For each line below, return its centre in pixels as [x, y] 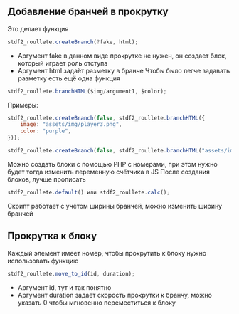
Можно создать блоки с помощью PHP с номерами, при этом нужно [113, 164]
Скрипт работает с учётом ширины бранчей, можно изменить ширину [115, 206]
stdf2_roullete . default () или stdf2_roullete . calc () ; [89, 192]
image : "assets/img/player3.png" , [71, 125]
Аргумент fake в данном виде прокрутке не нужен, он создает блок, [122, 56]
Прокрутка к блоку [52, 236]
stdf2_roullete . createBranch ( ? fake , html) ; [73, 42]
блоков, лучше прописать [47, 179]
